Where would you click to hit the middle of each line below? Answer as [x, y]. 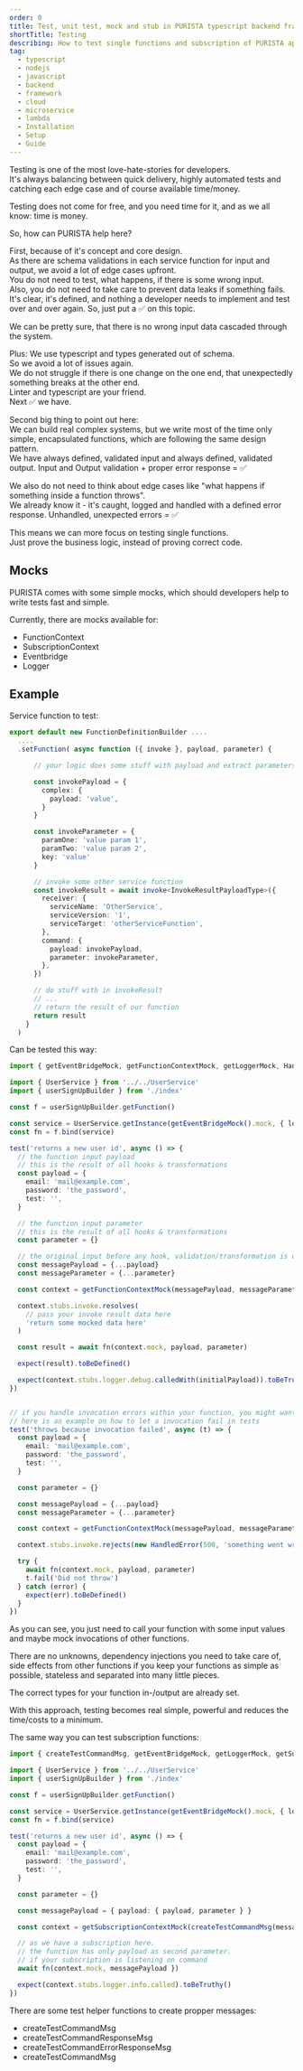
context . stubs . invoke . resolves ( [78, 1306]
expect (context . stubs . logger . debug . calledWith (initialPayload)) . [143, 1380]
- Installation [46, 127]
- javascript [42, 77]
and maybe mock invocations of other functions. [99, 1639]
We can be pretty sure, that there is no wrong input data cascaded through [148, 326]
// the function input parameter [80, 1223]
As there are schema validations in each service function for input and [140, 260]
